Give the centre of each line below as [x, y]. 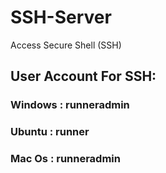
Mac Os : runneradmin [65, 159]
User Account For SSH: [83, 76]
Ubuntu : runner [50, 132]
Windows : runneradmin [70, 105]
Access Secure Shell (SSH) [66, 45]
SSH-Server [61, 17]
